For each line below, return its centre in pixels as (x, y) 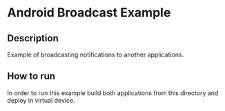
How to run (31, 76)
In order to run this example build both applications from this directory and (113, 93)
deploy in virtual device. (41, 100)
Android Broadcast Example (89, 13)
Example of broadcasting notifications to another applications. (96, 54)
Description (33, 38)
